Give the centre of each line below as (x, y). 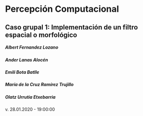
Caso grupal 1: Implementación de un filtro (71, 27)
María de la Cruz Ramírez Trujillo (39, 85)
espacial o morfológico (41, 35)
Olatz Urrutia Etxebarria (30, 97)
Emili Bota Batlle (22, 72)
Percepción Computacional (62, 9)
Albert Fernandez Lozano (32, 47)
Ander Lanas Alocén (27, 59)
